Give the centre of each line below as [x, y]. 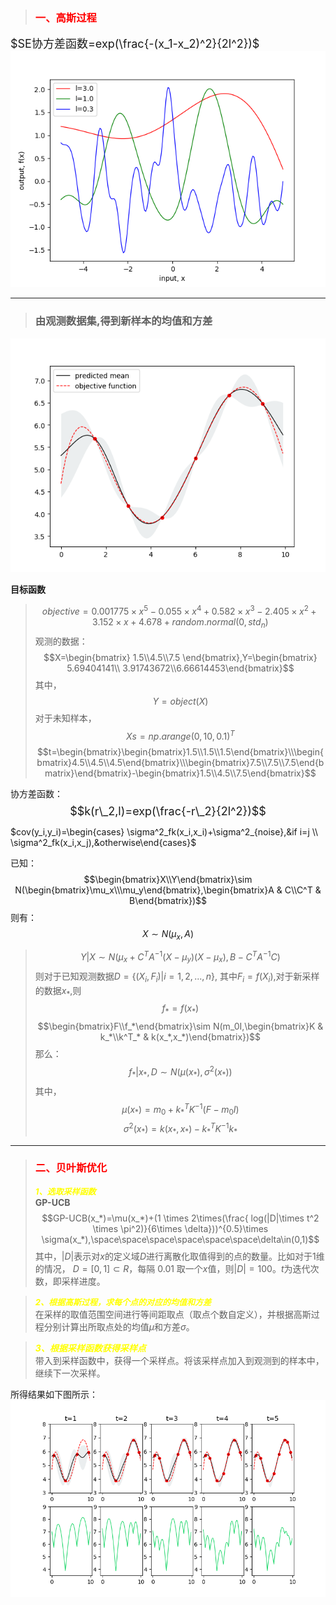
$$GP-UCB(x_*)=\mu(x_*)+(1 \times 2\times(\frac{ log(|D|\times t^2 [180, 1218]
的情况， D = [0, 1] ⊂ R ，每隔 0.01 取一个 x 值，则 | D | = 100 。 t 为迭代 [172, 1268]
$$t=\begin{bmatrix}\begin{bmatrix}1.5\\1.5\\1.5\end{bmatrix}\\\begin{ [180, 751]
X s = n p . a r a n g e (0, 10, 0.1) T [180, 735]
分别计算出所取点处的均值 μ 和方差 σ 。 [119, 1326]
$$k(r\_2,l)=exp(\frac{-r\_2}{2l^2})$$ [168, 811]
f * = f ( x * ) [180, 1009]
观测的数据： [61, 641]
